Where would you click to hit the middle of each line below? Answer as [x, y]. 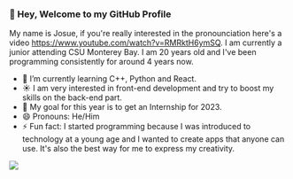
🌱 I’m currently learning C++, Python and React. [109, 79]
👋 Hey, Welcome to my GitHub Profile [90, 14]
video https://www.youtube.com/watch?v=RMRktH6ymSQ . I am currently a [146, 43]
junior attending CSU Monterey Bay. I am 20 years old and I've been [133, 52]
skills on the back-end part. [72, 97]
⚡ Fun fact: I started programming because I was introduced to [136, 127]
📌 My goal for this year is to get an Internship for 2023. [122, 107]
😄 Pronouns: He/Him [61, 117]
